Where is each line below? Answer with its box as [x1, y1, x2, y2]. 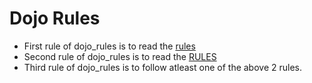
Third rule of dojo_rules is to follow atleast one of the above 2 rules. [23, 61, 303, 73]
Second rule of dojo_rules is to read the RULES [23, 50, 217, 62]
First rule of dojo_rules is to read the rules [23, 40, 196, 52]
